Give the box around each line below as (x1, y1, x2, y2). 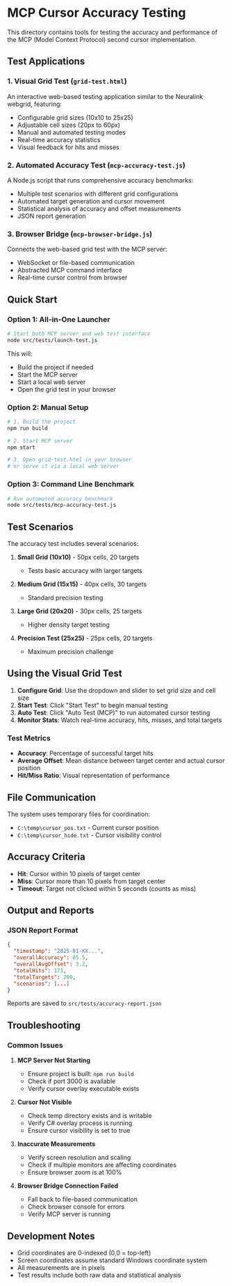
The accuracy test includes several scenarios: (7, 539, 139, 548)
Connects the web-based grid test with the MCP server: (7, 245, 167, 254)
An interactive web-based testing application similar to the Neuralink (7, 92, 204, 100)
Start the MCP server (17, 370, 78, 378)
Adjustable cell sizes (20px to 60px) (17, 121, 120, 129)
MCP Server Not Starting (17, 1056, 91, 1064)
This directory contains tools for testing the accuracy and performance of (7, 28, 217, 36)
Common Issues (7, 1040, 64, 1050)
